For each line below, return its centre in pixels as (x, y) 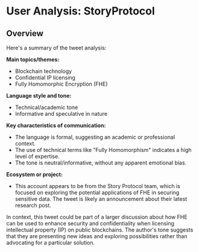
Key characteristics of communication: (56, 125)
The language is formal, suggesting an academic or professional (95, 137)
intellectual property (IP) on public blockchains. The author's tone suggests (100, 230)
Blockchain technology (43, 71)
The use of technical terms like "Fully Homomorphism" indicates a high (103, 150)
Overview (25, 33)
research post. (33, 205)
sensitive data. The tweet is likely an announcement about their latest (101, 199)
